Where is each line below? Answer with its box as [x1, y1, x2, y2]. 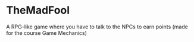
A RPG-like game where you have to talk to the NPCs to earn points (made [6, 23, 189, 30]
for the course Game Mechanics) [6, 29, 87, 36]
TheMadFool [6, 4, 70, 17]
